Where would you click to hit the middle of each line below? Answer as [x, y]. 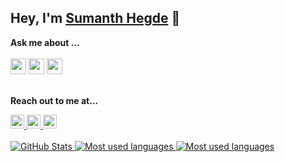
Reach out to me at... [54, 100]
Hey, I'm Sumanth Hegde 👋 [95, 18]
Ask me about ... [45, 42]
